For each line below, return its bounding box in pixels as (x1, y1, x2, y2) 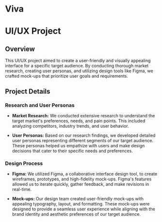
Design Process (5, 160, 43, 167)
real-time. (12, 187, 32, 192)
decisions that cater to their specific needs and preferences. (12, 148, 133, 154)
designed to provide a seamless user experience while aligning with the (12, 206, 155, 212)
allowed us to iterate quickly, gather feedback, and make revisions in (12, 181, 149, 187)
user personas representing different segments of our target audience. (12, 137, 154, 143)
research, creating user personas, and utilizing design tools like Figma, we (5, 68, 154, 74)
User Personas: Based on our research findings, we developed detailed (12, 132, 156, 138)
